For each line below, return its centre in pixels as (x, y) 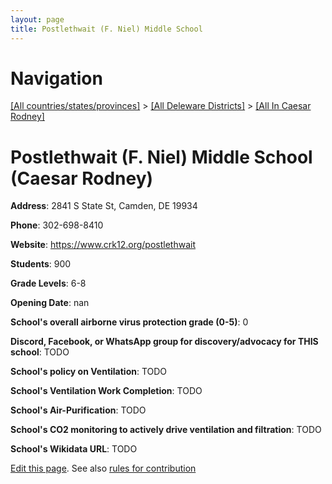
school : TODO (40, 352)
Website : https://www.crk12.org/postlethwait (103, 245)
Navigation (56, 78)
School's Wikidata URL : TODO (74, 449)
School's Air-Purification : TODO (78, 410)
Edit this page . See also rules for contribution (103, 468)
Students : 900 (41, 264)
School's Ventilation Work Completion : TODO (106, 391)
